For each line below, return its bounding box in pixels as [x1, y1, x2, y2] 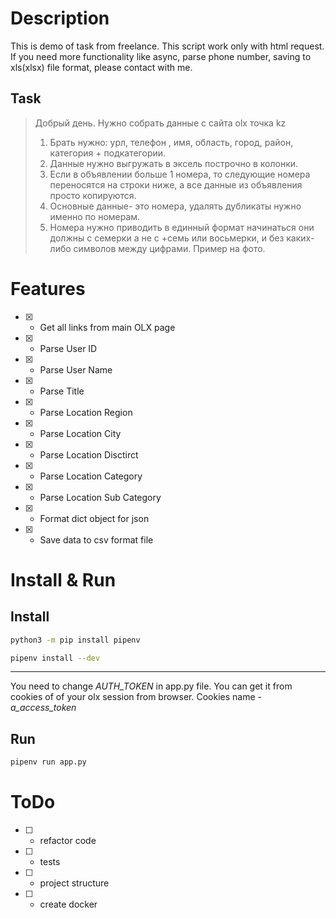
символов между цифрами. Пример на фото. [73, 242, 266, 254]
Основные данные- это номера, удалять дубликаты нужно [49, 200, 302, 212]
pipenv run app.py [10, 757, 87, 767]
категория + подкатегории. [49, 147, 167, 159]
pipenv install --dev [10, 653, 101, 663]
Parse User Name [39, 363, 113, 376]
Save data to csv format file [39, 533, 154, 546]
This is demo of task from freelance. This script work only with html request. [10, 40, 325, 52]
